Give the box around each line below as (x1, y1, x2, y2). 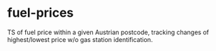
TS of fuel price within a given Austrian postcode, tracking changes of (7, 28, 210, 36)
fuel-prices (7, 5, 74, 21)
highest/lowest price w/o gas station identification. (7, 35, 153, 43)
